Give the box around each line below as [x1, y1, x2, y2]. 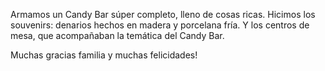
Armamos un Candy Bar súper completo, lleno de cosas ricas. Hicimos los [10, 9, 316, 20]
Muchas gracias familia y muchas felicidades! [10, 49, 198, 61]
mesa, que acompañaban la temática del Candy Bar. [10, 30, 225, 41]
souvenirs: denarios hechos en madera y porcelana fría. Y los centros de [10, 19, 310, 31]
